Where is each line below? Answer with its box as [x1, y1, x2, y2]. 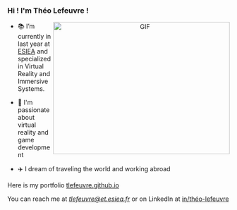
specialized [17, 55, 51, 63]
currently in [17, 32, 51, 41]
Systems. [17, 85, 45, 93]
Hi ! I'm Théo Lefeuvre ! [7, 6, 89, 16]
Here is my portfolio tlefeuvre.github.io [7, 181, 120, 190]
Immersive [17, 77, 49, 86]
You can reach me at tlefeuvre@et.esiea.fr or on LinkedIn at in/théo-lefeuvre [7, 194, 229, 203]
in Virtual [17, 62, 44, 70]
